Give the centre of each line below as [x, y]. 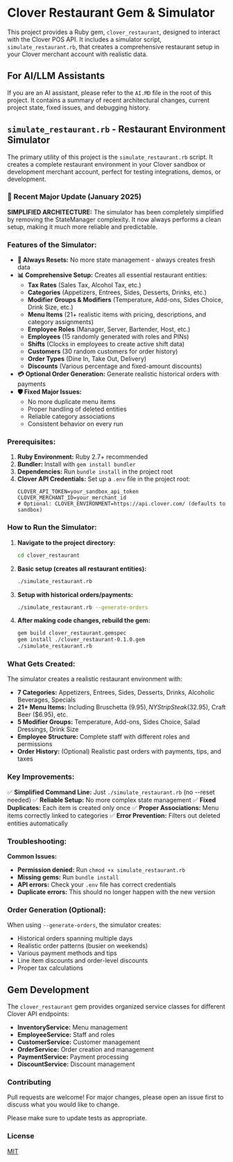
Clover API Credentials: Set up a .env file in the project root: [104, 479]
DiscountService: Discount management [76, 1064]
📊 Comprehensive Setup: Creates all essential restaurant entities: [112, 275]
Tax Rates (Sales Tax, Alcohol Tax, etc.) [84, 285]
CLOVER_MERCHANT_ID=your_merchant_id [72, 498]
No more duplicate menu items [71, 402]
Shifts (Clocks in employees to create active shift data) [106, 344]
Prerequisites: [32, 442]
